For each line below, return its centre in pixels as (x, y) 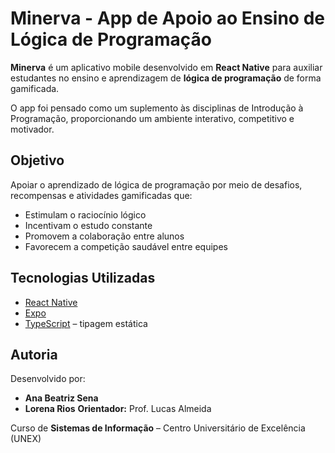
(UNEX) (26, 439)
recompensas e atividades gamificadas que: (101, 195)
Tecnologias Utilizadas (83, 278)
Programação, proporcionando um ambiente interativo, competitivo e (152, 118)
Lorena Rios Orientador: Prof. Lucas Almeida (118, 409)
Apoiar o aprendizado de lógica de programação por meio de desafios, (156, 184)
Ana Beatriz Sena (61, 398)
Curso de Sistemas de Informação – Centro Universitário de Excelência (158, 428)
